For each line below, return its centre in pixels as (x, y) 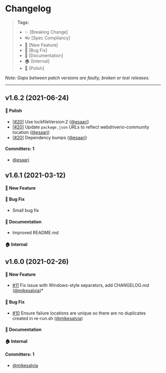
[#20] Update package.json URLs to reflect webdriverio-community (81, 127)
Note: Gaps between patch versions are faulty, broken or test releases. (77, 78)
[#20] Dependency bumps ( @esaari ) (50, 137)
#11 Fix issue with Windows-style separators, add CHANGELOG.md (81, 285)
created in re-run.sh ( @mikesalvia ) (47, 318)
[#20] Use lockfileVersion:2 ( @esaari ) (51, 121)
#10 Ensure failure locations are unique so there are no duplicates (79, 313)
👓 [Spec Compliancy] (47, 38)
